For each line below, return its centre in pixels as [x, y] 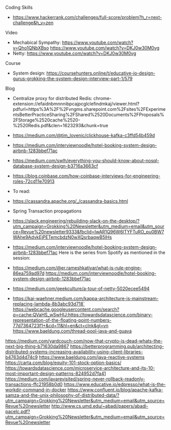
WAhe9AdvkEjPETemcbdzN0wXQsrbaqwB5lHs [62, 237]
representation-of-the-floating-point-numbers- [62, 320]
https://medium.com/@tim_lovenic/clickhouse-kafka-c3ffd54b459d [84, 135]
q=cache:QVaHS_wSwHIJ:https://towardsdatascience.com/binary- [82, 315]
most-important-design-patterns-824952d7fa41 [55, 373]
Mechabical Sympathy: [37, 42]
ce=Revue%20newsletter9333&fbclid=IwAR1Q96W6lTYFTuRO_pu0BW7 [88, 232]
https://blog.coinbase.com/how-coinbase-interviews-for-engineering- [86, 176]
